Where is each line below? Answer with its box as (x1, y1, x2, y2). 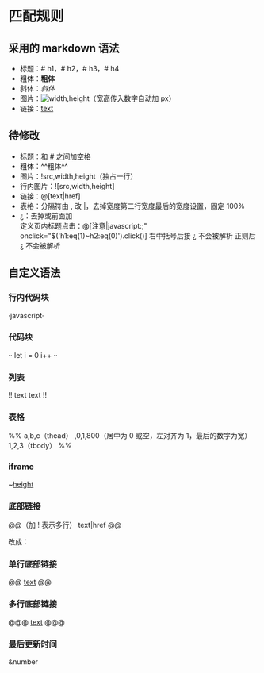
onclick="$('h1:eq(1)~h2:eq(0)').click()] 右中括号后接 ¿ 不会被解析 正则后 (19, 231, 256, 240)
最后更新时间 (8, 638, 58, 649)
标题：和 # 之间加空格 (19, 152, 91, 161)
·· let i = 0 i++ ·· (8, 350, 58, 360)
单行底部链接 (8, 559, 58, 570)
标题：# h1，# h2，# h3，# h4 (19, 64, 120, 73)
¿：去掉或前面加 (19, 211, 73, 221)
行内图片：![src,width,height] (19, 181, 115, 190)
